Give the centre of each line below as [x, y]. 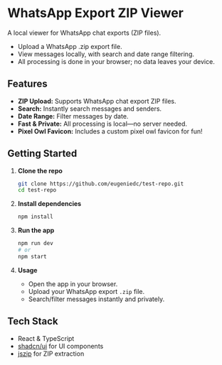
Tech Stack [33, 321]
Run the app [36, 230]
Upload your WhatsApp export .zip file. [86, 291]
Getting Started [42, 154]
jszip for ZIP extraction [51, 354]
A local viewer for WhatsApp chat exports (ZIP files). [84, 33]
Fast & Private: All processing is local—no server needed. [102, 124]
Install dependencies [49, 204]
